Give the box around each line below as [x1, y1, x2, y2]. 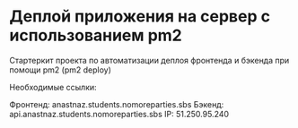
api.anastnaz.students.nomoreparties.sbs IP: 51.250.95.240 [9, 108, 230, 119]
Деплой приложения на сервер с [9, 6, 271, 27]
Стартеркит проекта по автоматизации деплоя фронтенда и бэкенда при [9, 55, 290, 65]
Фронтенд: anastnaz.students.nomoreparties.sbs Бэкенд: [9, 98, 224, 109]
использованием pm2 [9, 25, 182, 46]
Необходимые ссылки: [9, 81, 97, 92]
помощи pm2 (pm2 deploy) [9, 64, 112, 75]
